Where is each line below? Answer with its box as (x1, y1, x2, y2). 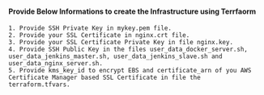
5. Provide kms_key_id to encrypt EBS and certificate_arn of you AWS (8, 67, 252, 75)
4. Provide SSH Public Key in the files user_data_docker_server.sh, (8, 45, 249, 54)
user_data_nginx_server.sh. (8, 60, 104, 68)
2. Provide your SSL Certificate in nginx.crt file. (8, 31, 190, 39)
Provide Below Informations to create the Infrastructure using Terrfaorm (8, 6, 257, 16)
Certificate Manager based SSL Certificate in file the (8, 73, 201, 82)
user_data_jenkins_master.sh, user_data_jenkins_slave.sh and (8, 52, 223, 60)
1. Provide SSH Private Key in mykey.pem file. (8, 24, 172, 32)
